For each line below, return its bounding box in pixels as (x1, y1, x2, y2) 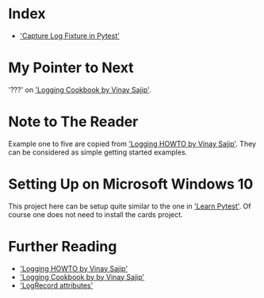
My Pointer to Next (8, 59, 134, 77)
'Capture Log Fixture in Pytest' (19, 31, 121, 40)
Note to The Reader (8, 113, 139, 131)
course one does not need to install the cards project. (8, 209, 184, 219)
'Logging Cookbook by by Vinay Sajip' (19, 272, 145, 281)
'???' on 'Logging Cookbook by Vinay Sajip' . (8, 85, 151, 94)
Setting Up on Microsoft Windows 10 (8, 175, 254, 193)
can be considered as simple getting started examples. (8, 147, 188, 157)
